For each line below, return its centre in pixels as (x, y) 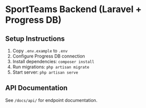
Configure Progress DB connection (49, 56)
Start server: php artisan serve (45, 72)
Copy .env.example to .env (40, 51)
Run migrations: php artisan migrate (51, 67)
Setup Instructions (35, 39)
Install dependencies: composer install (53, 61)
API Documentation (36, 88)
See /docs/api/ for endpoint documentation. (51, 100)
